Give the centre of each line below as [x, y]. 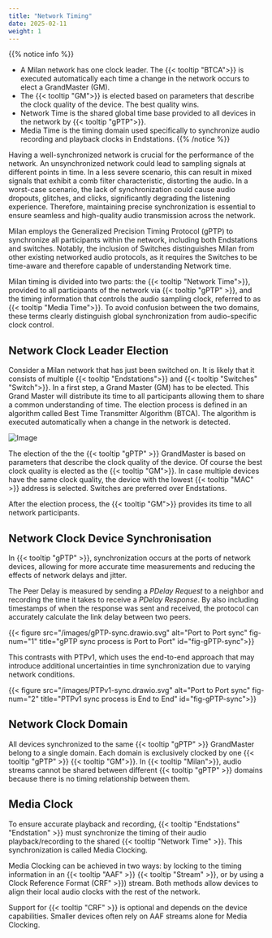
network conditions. [42, 674]
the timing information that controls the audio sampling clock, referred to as [135, 299]
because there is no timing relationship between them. [99, 778]
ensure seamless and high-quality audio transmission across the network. [132, 216]
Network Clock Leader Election [89, 351]
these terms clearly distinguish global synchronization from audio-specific [133, 316]
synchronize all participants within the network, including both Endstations [133, 240]
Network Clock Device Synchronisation [110, 538]
